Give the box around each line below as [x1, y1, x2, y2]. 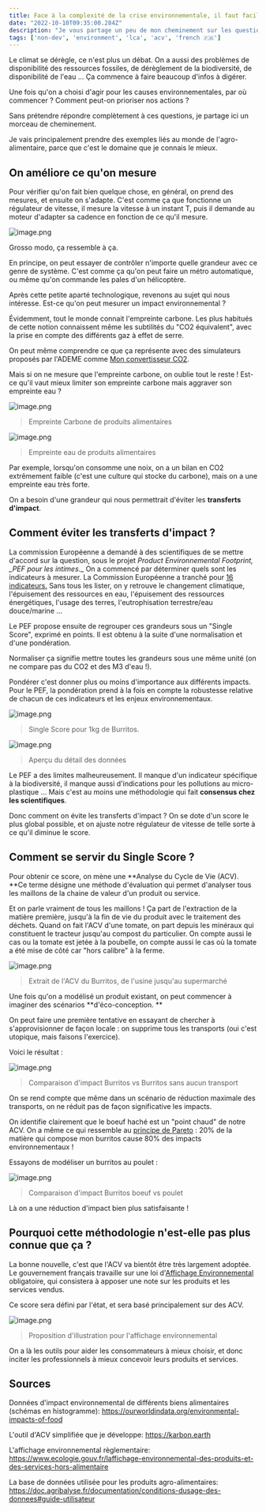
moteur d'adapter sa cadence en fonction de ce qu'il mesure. [9, 212, 208, 222]
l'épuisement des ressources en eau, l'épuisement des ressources [9, 589, 225, 599]
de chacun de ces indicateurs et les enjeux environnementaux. [9, 693, 213, 703]
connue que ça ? [9, 1238, 92, 1252]
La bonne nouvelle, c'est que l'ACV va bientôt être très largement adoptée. [9, 1259, 252, 1269]
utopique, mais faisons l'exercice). [9, 1032, 121, 1041]
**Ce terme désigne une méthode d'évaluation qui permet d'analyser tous [9, 880, 252, 889]
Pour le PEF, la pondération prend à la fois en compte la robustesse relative [9, 685, 253, 695]
